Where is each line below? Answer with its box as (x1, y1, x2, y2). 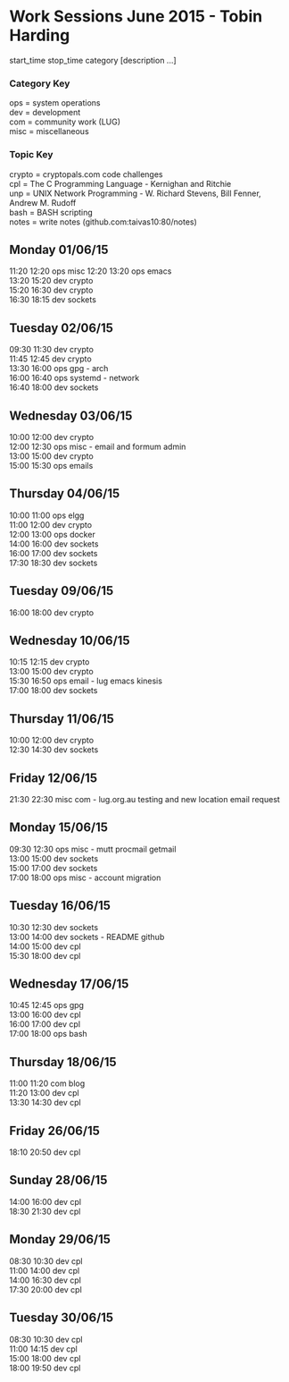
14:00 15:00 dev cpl (9, 941, 82, 952)
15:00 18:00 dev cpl (9, 1352, 81, 1363)
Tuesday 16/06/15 (9, 898, 111, 913)
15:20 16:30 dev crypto (9, 284, 94, 296)
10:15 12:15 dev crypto (9, 657, 90, 667)
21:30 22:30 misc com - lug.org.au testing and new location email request (9, 794, 281, 805)
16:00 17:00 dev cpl (9, 1019, 81, 1030)
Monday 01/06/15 (9, 242, 109, 257)
